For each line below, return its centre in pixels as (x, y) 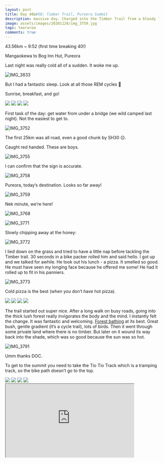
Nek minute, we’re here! (29, 204)
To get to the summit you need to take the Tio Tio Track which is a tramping (81, 365)
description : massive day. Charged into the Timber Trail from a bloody (81, 19)
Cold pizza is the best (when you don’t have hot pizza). (61, 291)
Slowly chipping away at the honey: (41, 232)
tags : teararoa (20, 28)
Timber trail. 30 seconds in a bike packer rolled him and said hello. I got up (80, 257)
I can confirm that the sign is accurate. (44, 166)
